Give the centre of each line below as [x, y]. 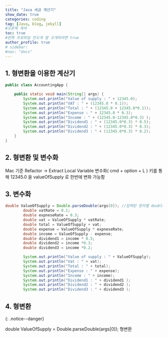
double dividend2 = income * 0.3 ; [58, 243]
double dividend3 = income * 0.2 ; [58, 248]
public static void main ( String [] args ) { [59, 94]
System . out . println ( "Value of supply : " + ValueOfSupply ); [87, 257]
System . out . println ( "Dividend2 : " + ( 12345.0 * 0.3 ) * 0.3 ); [87, 127]
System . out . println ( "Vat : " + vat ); [62, 262]
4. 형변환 [18, 306]
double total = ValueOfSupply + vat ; [62, 224]
